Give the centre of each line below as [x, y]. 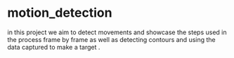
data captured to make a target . [54, 47]
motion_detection [60, 13]
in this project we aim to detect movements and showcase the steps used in [117, 32]
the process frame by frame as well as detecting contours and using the [111, 39]
